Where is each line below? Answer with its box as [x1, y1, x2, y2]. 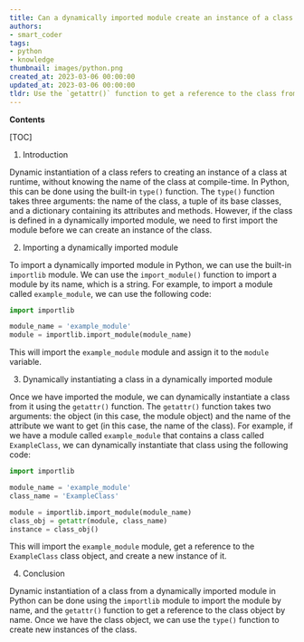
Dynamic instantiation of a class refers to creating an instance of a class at [9, 167, 288, 177]
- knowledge [9, 55, 54, 64]
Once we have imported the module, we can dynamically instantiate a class [9, 391, 290, 403]
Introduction [22, 149, 69, 159]
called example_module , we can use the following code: [9, 288, 212, 299]
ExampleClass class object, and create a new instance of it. [9, 551, 228, 561]
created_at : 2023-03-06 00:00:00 [9, 72, 136, 81]
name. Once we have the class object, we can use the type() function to [9, 615, 280, 626]
